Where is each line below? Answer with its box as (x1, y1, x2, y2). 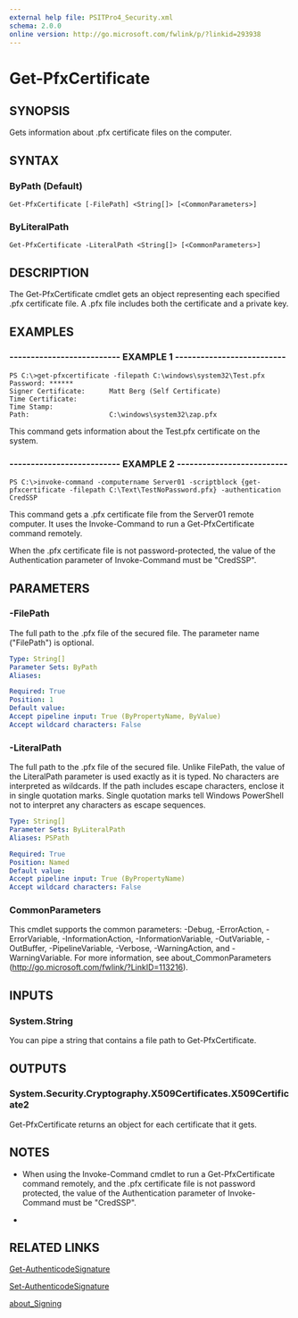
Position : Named (9, 858, 70, 866)
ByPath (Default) (9, 179, 83, 192)
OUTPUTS (9, 1061, 67, 1076)
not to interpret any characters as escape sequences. (9, 800, 207, 810)
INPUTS (9, 988, 54, 1003)
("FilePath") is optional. (9, 637, 95, 648)
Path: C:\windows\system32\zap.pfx (9, 410, 218, 419)
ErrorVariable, (9, 933, 61, 944)
